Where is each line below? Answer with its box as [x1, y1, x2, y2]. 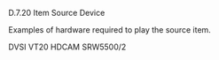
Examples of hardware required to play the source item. [8, 25, 212, 34]
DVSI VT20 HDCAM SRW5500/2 [8, 41, 127, 52]
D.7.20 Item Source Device [8, 8, 106, 18]
